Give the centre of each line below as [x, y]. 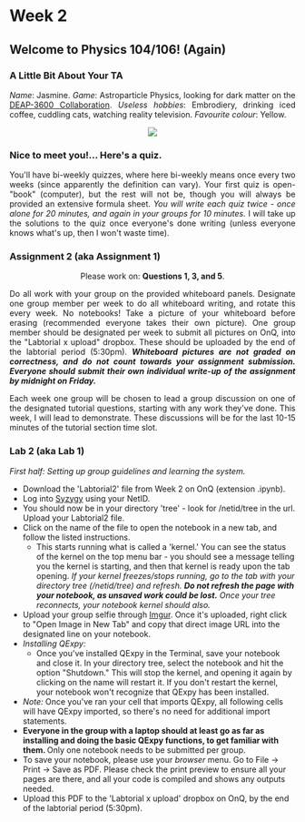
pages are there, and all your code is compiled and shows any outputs [154, 778]
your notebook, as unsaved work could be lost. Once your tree [156, 595]
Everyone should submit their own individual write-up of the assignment [152, 371]
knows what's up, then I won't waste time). [89, 233]
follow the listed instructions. [76, 537]
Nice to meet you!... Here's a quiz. [86, 155]
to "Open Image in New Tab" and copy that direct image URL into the [151, 624]
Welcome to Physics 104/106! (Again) [118, 50]
